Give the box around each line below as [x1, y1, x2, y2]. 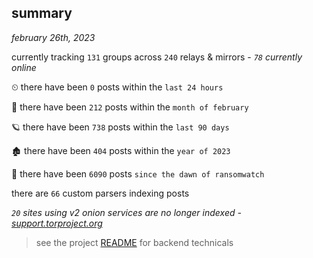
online [11, 61, 37, 73]
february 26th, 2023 [11, 31, 96, 43]
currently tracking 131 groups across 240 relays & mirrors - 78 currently [11, 51, 303, 63]
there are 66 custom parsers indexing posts [11, 187, 190, 199]
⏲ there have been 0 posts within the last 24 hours [11, 81, 224, 93]
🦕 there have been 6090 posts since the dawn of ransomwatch [11, 167, 265, 180]
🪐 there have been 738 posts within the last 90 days [11, 121, 230, 133]
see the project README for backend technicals [35, 236, 234, 248]
